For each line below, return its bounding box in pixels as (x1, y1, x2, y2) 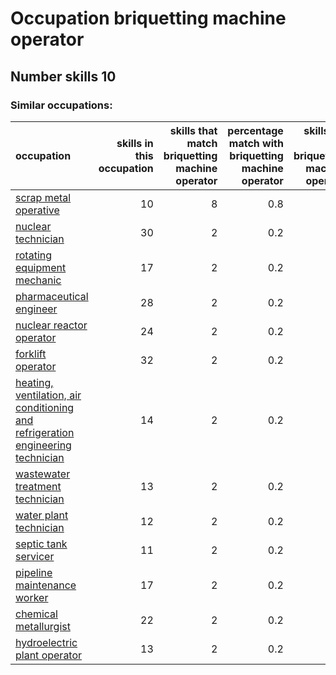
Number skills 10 (10, 68, 117, 85)
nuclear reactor (15, 318, 88, 332)
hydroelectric (15, 635, 78, 649)
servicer (15, 549, 55, 563)
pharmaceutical (15, 289, 89, 303)
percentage (227, 123, 284, 137)
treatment (15, 479, 62, 493)
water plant (15, 508, 69, 522)
